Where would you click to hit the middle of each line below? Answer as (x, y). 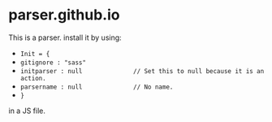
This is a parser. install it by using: (65, 37)
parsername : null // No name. (97, 87)
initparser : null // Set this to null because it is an (142, 71)
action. (33, 78)
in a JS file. (27, 111)
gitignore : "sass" (53, 63)
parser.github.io (64, 15)
